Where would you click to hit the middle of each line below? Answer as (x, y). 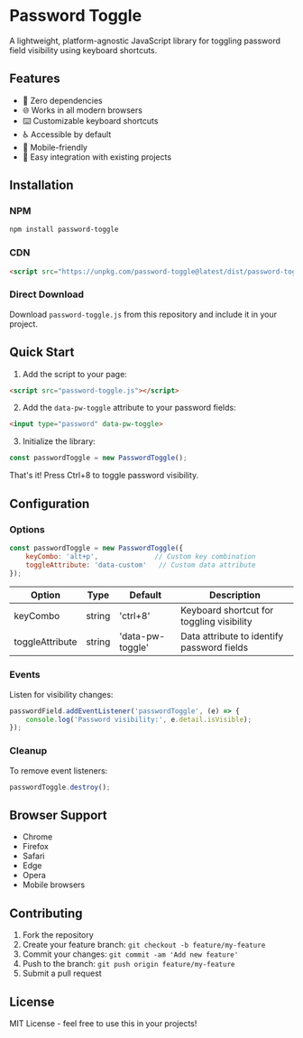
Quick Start (42, 352)
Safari (33, 856)
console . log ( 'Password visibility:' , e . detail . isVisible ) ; (139, 719)
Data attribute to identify (232, 636)
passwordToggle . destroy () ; (60, 787)
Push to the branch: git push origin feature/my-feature (129, 964)
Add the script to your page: (75, 374)
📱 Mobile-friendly (55, 147)
